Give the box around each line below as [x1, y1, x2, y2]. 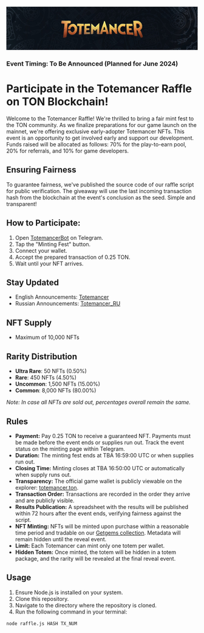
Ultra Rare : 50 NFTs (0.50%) [15, 368, 87, 375]
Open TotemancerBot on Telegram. [15, 234, 103, 241]
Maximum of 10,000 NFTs [15, 334, 80, 341]
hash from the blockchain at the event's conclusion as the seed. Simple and [6, 194, 195, 201]
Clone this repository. [15, 595, 69, 602]
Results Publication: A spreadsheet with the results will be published [15, 503, 188, 510]
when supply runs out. [15, 471, 72, 478]
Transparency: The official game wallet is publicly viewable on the [15, 477, 182, 485]
